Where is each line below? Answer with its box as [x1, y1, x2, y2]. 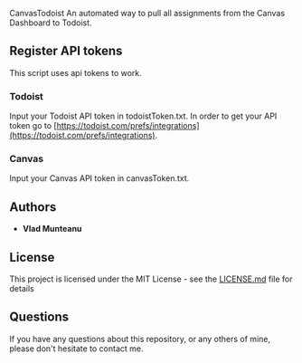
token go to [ [9, 120, 57, 131]
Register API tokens [9, 43, 123, 59]
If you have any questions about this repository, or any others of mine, [9, 333, 271, 344]
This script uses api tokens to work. [9, 67, 142, 78]
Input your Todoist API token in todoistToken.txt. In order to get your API [9, 110, 278, 121]
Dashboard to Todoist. [9, 17, 92, 28]
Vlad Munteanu [22, 224, 82, 234]
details [9, 283, 34, 294]
